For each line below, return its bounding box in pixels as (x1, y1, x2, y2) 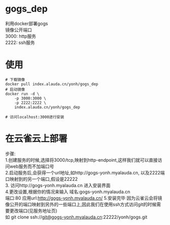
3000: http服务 (5, 33, 36, 39)
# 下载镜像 (5, 77, 25, 82)
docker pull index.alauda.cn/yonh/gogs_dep (5, 82, 99, 87)
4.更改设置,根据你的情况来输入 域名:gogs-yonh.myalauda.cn (5, 189, 131, 195)
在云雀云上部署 (5, 133, 68, 144)
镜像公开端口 (5, 26, 32, 33)
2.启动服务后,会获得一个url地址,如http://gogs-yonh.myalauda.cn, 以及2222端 (5, 169, 165, 175)
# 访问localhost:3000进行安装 (5, 115, 64, 120)
